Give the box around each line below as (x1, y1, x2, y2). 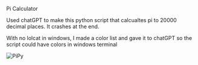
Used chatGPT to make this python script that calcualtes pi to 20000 (6, 17, 177, 23)
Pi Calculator (6, 5, 38, 12)
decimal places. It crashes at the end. (6, 23, 100, 30)
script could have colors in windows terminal (6, 41, 118, 48)
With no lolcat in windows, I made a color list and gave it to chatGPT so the (6, 35, 192, 41)
